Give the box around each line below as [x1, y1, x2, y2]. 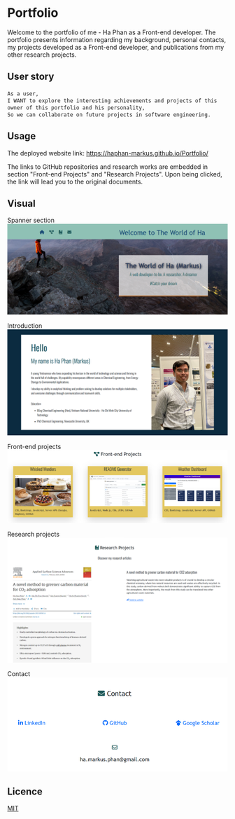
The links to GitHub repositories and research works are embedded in [7, 163, 208, 171]
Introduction [7, 321, 43, 330]
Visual [7, 198, 36, 209]
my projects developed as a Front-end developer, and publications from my [7, 43, 225, 51]
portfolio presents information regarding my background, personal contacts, [7, 35, 227, 43]
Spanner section [7, 216, 55, 225]
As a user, [7, 90, 39, 97]
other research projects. [7, 50, 77, 59]
